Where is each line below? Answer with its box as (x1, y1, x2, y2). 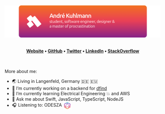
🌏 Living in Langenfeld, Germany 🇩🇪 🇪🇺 (11, 78, 98, 84)
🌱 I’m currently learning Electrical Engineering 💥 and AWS (11, 91, 130, 97)
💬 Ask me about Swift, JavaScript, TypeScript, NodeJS (11, 96, 124, 102)
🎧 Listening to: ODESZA (11, 102, 62, 108)
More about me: (4, 69, 38, 75)
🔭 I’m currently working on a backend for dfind (11, 85, 107, 91)
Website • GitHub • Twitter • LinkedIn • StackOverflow (26, 48, 140, 54)
